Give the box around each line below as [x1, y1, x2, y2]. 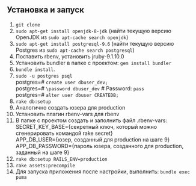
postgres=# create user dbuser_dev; [15, 78, 108, 85]
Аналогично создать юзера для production [15, 104, 126, 111]
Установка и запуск [7, 5, 85, 15]
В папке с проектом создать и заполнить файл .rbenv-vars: [15, 117, 168, 124]
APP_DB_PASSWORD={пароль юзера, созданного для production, [15, 142, 184, 149]
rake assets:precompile [15, 163, 76, 169]
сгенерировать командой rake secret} [15, 129, 113, 137]
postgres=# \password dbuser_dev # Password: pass [15, 84, 145, 92]
